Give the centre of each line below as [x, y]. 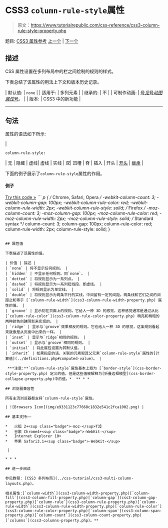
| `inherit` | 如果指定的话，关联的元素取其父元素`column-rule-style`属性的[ [80, 353]
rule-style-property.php [42, 30]
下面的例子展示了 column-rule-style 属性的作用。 [55, 173]
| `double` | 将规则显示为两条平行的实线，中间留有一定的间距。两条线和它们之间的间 [83, 295]
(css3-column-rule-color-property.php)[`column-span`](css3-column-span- [84, 510]
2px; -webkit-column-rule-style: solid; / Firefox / [96, 207]
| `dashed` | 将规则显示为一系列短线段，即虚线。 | [54, 284]
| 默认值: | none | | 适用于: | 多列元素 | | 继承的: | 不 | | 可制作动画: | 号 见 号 [79, 92]
